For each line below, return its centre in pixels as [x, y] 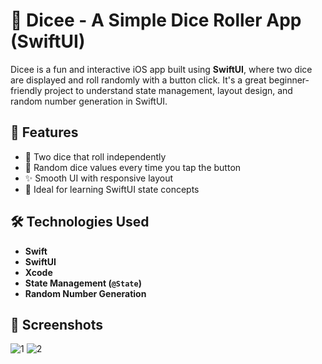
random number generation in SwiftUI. [89, 101]
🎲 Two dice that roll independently [95, 156]
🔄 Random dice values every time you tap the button [133, 167]
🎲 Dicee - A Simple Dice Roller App [156, 20]
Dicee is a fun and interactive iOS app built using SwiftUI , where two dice [161, 69]
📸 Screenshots [57, 324]
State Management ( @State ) [83, 283]
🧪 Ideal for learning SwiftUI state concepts [112, 189]
